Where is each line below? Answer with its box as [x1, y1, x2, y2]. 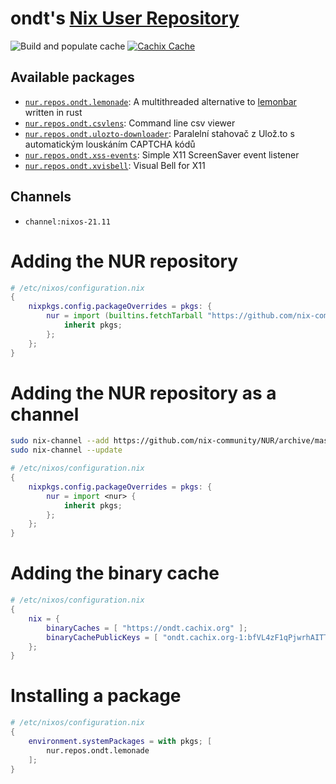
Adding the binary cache [10, 562, 220, 585]
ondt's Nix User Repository [10, 7, 240, 30]
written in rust [24, 106, 83, 118]
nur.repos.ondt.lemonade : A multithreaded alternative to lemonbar [24, 95, 297, 107]
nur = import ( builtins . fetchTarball [46, 311, 203, 321]
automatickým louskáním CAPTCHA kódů [24, 138, 196, 150]
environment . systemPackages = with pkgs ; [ [28, 736, 213, 746]
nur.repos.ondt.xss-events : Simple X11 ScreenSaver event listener [24, 148, 300, 161]
